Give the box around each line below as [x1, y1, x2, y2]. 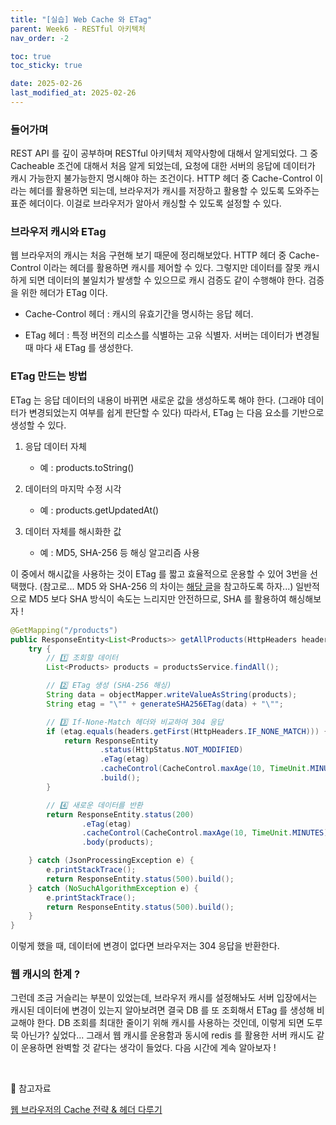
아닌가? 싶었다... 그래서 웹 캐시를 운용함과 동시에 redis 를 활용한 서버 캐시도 [20, 1029, 315, 1041]
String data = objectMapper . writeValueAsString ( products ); [46, 690, 298, 700]
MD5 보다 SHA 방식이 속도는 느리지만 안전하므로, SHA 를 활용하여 [28, 592, 287, 605]
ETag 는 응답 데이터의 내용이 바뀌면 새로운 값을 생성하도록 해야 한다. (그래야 [10, 394, 306, 406]
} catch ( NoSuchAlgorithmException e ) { [28, 883, 199, 893]
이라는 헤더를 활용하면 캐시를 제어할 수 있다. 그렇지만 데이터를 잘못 [43, 262, 302, 274]
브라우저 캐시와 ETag [10, 225, 107, 239]
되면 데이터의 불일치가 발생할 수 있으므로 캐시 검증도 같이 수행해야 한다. [28, 274, 307, 286]
